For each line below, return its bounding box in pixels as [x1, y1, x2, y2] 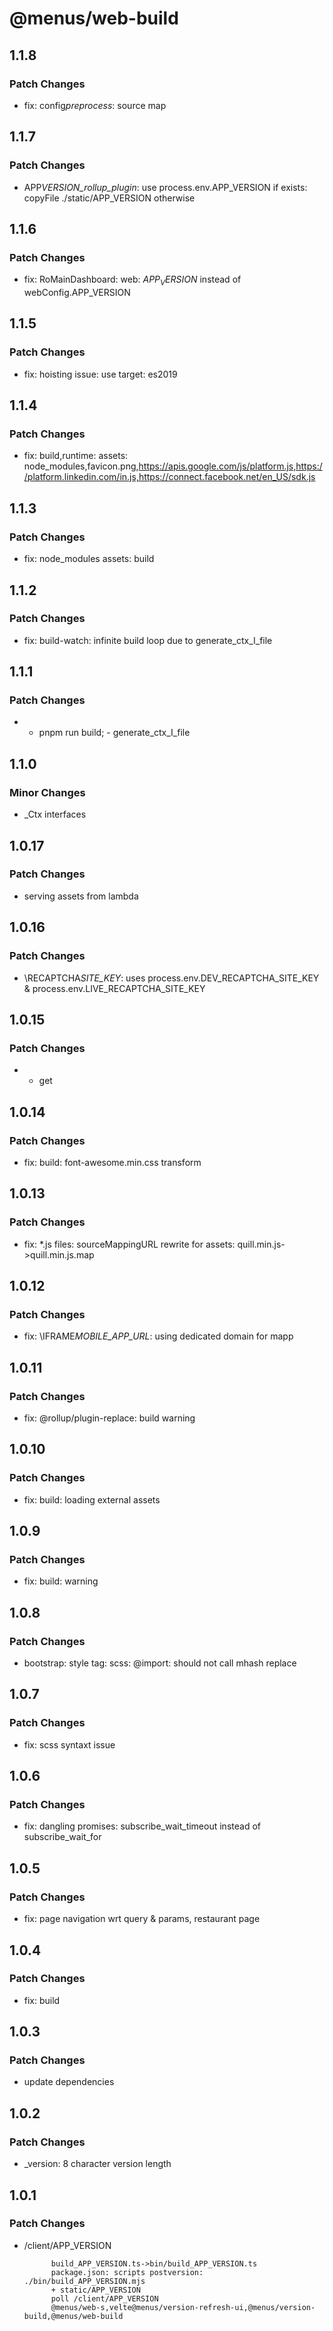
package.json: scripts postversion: [50, 2267, 204, 2277]
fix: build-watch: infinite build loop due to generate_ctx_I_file [23, 634, 273, 646]
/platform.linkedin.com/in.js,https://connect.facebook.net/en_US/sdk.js [23, 471, 316, 483]
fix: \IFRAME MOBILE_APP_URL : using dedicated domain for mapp [23, 1330, 294, 1342]
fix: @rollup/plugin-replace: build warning [23, 1412, 196, 1424]
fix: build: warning [23, 1575, 99, 1587]
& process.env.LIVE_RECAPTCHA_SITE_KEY [23, 982, 206, 994]
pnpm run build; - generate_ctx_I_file [38, 727, 191, 739]
